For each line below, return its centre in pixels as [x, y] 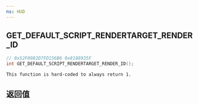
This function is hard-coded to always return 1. [69, 74]
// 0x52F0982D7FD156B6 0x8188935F [49, 58]
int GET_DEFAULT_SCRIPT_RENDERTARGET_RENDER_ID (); [70, 64]
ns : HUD [16, 12]
